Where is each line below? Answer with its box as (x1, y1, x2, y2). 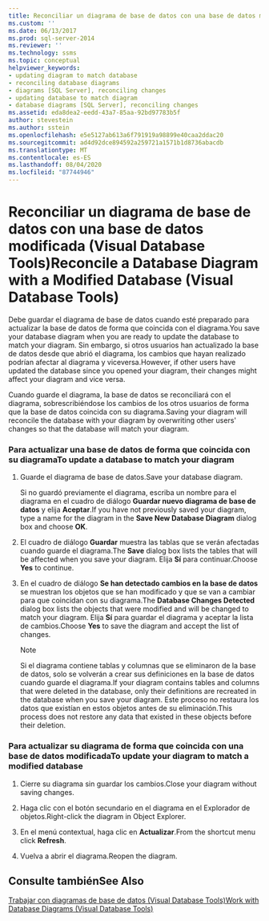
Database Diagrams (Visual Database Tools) (8, 904, 154, 914)
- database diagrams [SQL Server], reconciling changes (8, 101, 199, 109)
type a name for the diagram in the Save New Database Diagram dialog (19, 513, 257, 523)
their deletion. (19, 720, 66, 730)
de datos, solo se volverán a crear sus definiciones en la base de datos (19, 669, 255, 679)
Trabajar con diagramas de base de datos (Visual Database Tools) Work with (8, 895, 259, 905)
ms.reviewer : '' (8, 42, 62, 50)
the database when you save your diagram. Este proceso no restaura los (19, 695, 259, 704)
